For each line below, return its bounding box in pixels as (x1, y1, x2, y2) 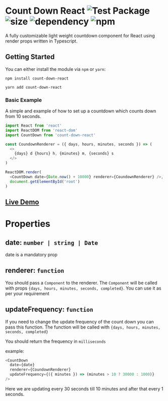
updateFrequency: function (5, 305, 93, 314)
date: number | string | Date (5, 238, 98, 247)
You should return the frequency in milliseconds (5, 338, 106, 344)
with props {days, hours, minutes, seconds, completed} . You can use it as (5, 285, 161, 291)
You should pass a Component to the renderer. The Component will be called (5, 279, 157, 286)
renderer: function (5, 266, 65, 275)
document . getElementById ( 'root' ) (10, 179, 80, 184)
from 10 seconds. (5, 113, 41, 119)
